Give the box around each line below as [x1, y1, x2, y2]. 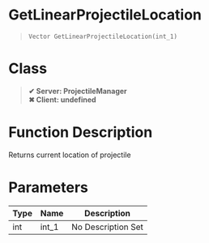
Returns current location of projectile [8, 150, 131, 160]
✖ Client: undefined [28, 95, 96, 104]
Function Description [8, 123, 153, 142]
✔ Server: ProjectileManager [28, 86, 127, 96]
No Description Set [71, 221, 144, 232]
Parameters [8, 178, 89, 196]
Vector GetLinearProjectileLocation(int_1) [28, 32, 178, 40]
